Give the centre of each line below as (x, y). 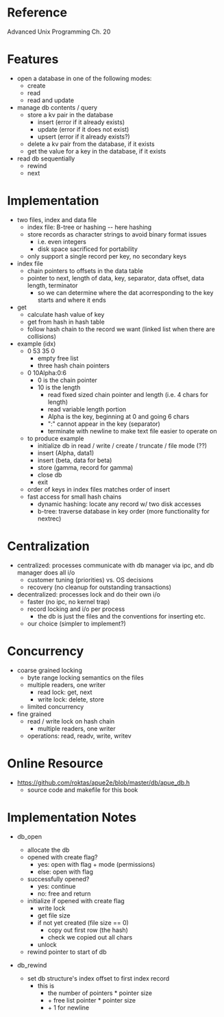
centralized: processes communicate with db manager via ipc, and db (115, 565)
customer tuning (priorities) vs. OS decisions (90, 579)
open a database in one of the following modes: (84, 78)
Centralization (49, 546)
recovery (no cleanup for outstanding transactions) (99, 587)
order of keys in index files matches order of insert (99, 489)
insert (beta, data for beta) (75, 460)
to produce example (55, 438)
